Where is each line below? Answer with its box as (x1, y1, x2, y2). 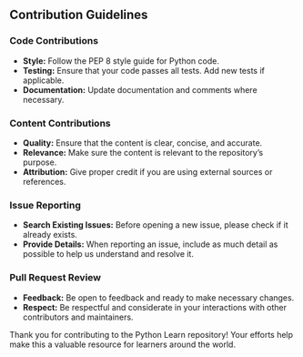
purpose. (22, 157, 57, 168)
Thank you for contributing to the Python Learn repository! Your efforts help (9, 329, 294, 340)
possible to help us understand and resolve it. (22, 249, 194, 260)
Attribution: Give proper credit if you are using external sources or (22, 166, 273, 177)
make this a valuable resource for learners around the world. (9, 339, 237, 350)
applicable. (22, 75, 65, 86)
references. (22, 176, 66, 187)
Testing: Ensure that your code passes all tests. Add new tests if (22, 65, 266, 76)
